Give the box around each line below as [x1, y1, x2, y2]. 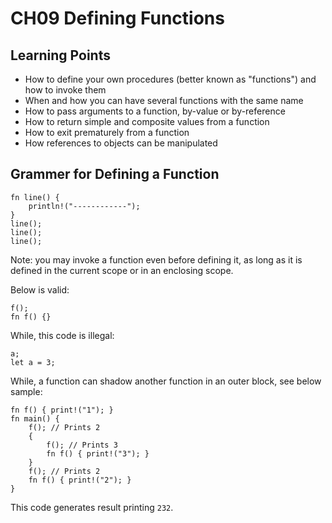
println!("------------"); [28, 201, 141, 211]
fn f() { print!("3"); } [46, 448, 150, 459]
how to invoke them [24, 84, 107, 96]
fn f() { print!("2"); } [28, 475, 132, 485]
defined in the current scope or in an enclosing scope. [10, 264, 234, 276]
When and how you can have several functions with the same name [24, 95, 304, 106]
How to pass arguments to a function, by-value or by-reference [24, 105, 286, 117]
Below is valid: [10, 283, 70, 296]
